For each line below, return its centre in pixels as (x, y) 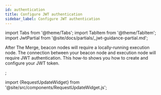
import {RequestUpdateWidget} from (42, 82)
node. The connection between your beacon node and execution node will (80, 53)
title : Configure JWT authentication (44, 14)
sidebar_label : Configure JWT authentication (52, 19)
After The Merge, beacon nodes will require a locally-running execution (78, 48)
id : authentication (25, 10)
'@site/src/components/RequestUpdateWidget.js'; (56, 88)
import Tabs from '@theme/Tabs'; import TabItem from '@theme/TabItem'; (81, 33)
